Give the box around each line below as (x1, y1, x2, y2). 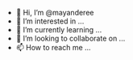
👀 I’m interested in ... (15, 16, 85, 26)
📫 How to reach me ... (15, 43, 91, 52)
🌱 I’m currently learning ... (15, 25, 102, 34)
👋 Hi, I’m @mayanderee (15, 8, 94, 17)
